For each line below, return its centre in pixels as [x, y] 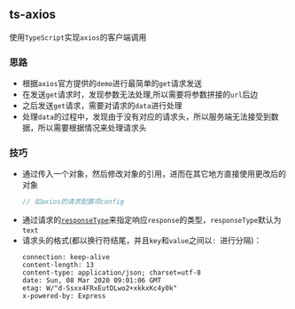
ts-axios [32, 15]
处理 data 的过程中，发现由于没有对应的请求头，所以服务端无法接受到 [147, 117]
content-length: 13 [58, 265]
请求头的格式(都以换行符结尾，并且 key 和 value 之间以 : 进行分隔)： [142, 241]
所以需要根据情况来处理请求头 [92, 128]
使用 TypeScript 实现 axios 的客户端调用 [78, 37]
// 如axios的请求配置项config [73, 202]
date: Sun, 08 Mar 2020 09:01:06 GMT [92, 281]
